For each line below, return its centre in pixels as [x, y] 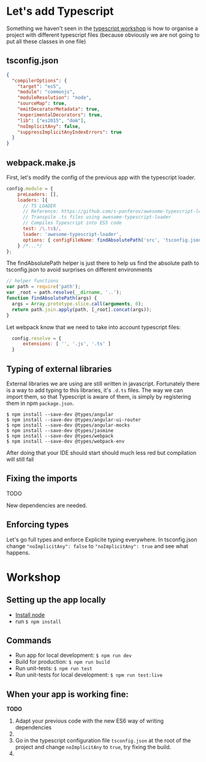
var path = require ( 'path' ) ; [44, 287]
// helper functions [33, 281]
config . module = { [30, 189]
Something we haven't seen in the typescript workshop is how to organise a [102, 28]
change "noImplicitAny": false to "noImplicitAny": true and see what [97, 546]
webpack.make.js [41, 163]
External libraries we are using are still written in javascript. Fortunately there [103, 383]
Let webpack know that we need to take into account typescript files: [93, 327]
